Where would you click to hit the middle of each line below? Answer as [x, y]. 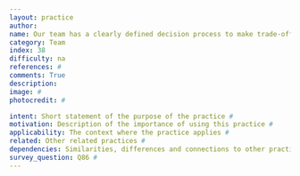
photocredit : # [37, 100]
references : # [36, 68]
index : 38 [28, 51]
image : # [25, 92]
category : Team [37, 42]
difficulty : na [37, 59]
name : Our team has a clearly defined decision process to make [131, 34]
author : [24, 26]
